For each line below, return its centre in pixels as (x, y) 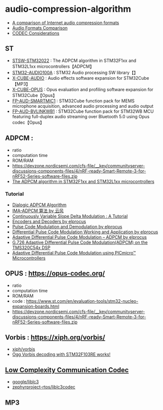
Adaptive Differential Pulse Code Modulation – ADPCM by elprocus (79, 237)
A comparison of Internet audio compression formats (66, 23)
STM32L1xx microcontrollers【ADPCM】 (53, 66)
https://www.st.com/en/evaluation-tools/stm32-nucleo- (82, 301)
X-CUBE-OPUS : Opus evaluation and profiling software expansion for (83, 89)
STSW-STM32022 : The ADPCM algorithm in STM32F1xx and (74, 61)
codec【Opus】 (28, 122)
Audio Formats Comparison (40, 28)
